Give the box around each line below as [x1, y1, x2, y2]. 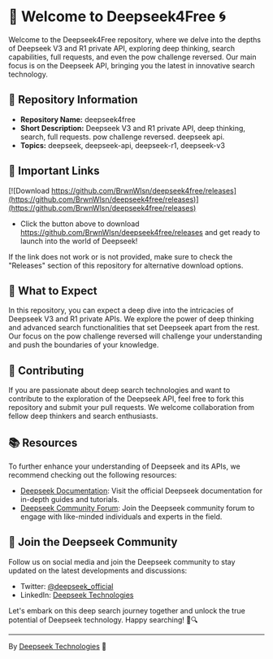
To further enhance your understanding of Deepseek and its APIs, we [8, 461, 241, 471]
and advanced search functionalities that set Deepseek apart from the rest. [8, 323, 260, 333]
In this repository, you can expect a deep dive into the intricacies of [8, 305, 234, 316]
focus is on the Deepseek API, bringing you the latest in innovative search [8, 60, 255, 70]
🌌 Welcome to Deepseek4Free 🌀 [8, 7, 226, 26]
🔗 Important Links [8, 164, 100, 178]
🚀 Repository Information [8, 93, 138, 107]
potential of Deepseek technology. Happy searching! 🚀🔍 [8, 614, 198, 625]
